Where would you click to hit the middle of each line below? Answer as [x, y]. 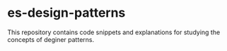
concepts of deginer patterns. [51, 39]
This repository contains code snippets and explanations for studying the [114, 32]
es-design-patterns [66, 13]
